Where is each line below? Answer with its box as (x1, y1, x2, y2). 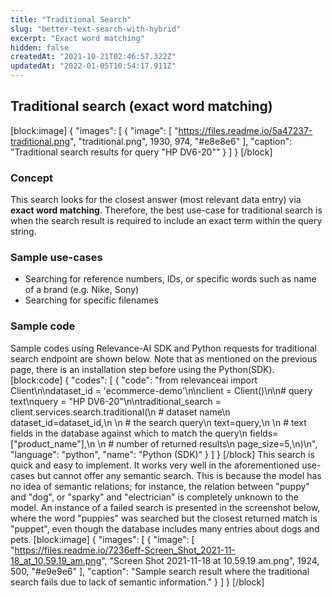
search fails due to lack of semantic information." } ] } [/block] (10, 576, 265, 588)
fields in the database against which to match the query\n (10, 427, 248, 439)
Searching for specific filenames (24, 294, 159, 306)
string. (10, 226, 37, 238)
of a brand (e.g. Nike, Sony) (24, 284, 140, 296)
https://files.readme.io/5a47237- (178, 124, 313, 136)
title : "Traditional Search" (10, 14, 132, 25)
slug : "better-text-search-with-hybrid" (10, 24, 182, 34)
